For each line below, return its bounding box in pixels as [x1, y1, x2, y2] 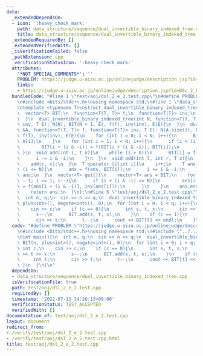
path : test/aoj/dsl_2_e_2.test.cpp [11, 285, 101, 291]
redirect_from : [6, 324, 45, 330]
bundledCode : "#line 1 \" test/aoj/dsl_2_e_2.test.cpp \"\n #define [11, 93, 180, 99]
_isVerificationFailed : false [11, 48, 88, 54]
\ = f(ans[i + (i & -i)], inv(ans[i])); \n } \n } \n [17, 183, 169, 190]
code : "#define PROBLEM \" [11, 223, 80, 229]
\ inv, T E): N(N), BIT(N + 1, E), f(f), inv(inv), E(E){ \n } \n [17, 122, 185, 128]
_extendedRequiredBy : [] [11, 37, 74, 43]
